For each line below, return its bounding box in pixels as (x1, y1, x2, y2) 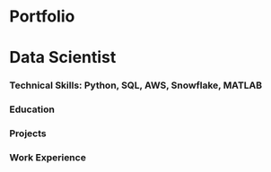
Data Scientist (9, 47, 117, 68)
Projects (9, 127, 47, 140)
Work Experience (9, 151, 87, 164)
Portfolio (9, 6, 75, 27)
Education (9, 103, 56, 116)
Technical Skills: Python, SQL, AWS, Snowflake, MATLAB (9, 79, 263, 91)
